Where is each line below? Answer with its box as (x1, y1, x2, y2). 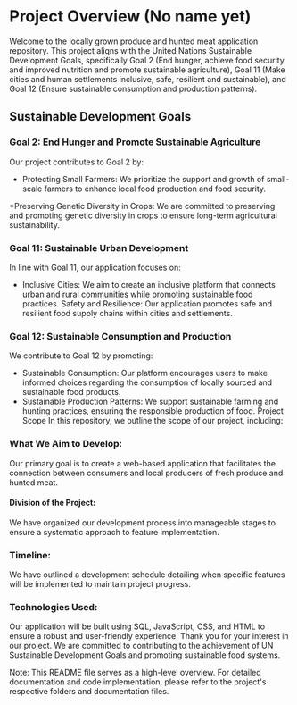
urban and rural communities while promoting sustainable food (21, 289, 253, 299)
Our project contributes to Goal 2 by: (9, 156, 144, 167)
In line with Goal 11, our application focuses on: (9, 262, 181, 273)
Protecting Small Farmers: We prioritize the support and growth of (21, 173, 265, 184)
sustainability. (9, 219, 60, 230)
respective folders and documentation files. (9, 686, 169, 697)
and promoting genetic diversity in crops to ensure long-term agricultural (9, 210, 278, 221)
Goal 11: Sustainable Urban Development (9, 241, 189, 254)
